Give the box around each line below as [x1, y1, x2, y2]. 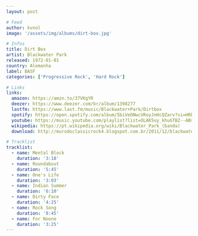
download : [11, 128, 35, 135]
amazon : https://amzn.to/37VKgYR [11, 96, 94, 101]
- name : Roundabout [11, 160, 60, 167]
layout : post [6, 8, 38, 15]
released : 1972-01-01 [6, 57, 60, 63]
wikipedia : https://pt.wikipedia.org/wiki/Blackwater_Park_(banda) [11, 123, 181, 129]
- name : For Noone [11, 216, 57, 222]
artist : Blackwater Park [6, 52, 67, 58]
